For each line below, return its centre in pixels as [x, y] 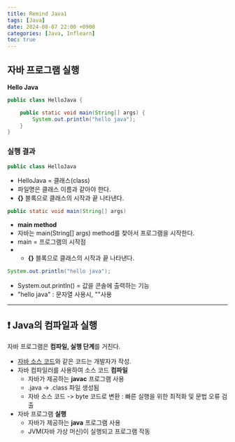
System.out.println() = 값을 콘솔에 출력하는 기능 [83, 286]
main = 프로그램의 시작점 [51, 242]
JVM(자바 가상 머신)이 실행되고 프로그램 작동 [89, 431]
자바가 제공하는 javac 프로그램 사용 [76, 379]
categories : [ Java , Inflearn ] [51, 33]
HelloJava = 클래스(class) [54, 181]
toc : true [22, 40]
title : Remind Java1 [37, 14]
